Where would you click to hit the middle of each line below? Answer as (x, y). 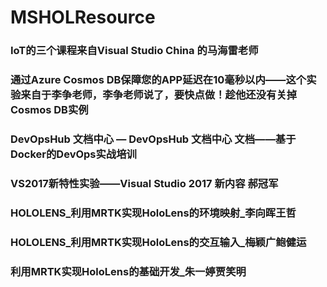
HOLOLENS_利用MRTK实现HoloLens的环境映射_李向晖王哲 (153, 213)
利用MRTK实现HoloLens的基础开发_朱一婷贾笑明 (128, 271)
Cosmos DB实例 (49, 110)
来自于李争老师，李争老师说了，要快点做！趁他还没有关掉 (159, 95)
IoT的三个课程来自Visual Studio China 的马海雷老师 (134, 51)
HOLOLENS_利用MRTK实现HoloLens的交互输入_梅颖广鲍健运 (158, 242)
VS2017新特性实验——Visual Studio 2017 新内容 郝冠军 (144, 183)
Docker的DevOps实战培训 (73, 154)
